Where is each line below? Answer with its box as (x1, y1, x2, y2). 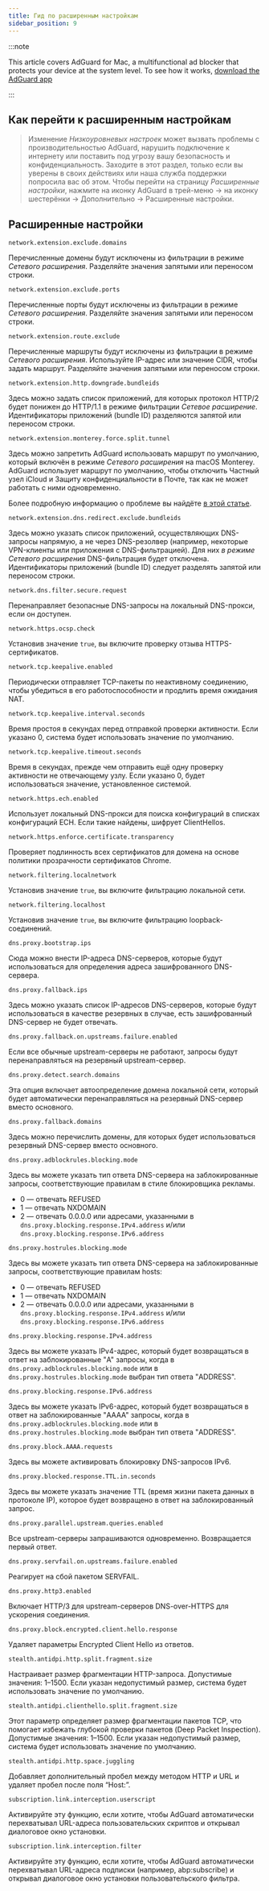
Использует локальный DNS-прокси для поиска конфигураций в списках (8, 809, 260, 819)
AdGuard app (8, 74, 53, 84)
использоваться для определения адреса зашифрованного (8, 962, 213, 972)
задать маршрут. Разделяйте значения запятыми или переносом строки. (8, 364, 260, 374)
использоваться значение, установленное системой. (8, 779, 191, 789)
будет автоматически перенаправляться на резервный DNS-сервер (8, 1094, 243, 1104)
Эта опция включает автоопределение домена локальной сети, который (8, 1085, 259, 1095)
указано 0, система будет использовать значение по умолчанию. (8, 733, 234, 742)
